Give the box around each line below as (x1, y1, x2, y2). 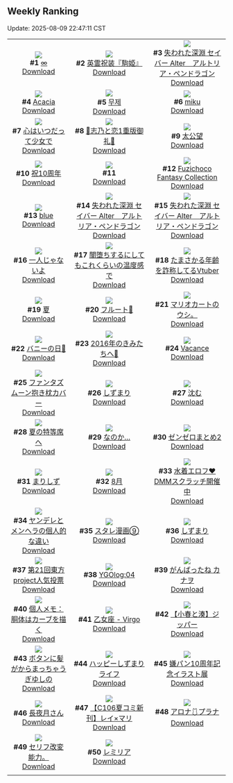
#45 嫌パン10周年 (153, 659, 214, 668)
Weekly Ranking (7, 6, 79, 17)
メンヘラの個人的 (10, 525, 67, 535)
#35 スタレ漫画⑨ (79, 525, 140, 535)
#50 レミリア (87, 747, 131, 757)
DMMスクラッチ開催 (153, 476, 221, 486)
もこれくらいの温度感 (74, 260, 144, 270)
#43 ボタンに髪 (13, 653, 64, 663)
